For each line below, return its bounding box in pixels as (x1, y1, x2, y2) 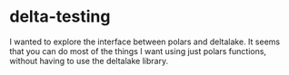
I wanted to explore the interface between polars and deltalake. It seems (9, 36, 280, 47)
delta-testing (9, 6, 111, 27)
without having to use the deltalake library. (9, 55, 169, 66)
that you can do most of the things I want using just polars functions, (9, 45, 266, 56)
